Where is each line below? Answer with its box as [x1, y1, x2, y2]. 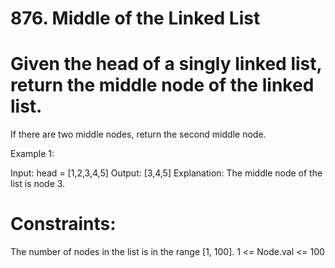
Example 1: [10, 148, 55, 160]
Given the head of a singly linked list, [10, 53, 322, 76]
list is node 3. [10, 178, 66, 190]
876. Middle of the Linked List [10, 7, 261, 30]
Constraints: [10, 213, 117, 236]
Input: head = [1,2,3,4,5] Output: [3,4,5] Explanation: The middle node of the [10, 167, 323, 179]
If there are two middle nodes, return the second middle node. [10, 128, 267, 141]
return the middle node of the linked [10, 74, 315, 97]
